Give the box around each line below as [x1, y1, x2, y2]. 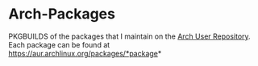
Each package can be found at [8, 39, 110, 49]
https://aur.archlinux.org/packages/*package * [8, 48, 162, 58]
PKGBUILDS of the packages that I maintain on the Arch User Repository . [8, 31, 252, 41]
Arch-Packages [8, 5, 115, 23]
